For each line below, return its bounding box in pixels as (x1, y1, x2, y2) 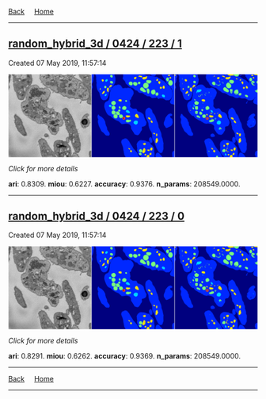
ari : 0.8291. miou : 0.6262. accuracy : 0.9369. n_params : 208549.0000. (8, 351, 241, 361)
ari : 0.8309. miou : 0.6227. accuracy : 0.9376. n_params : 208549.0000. (8, 178, 241, 189)
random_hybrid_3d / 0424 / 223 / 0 (8, 209, 184, 223)
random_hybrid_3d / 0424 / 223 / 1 (8, 37, 182, 51)
